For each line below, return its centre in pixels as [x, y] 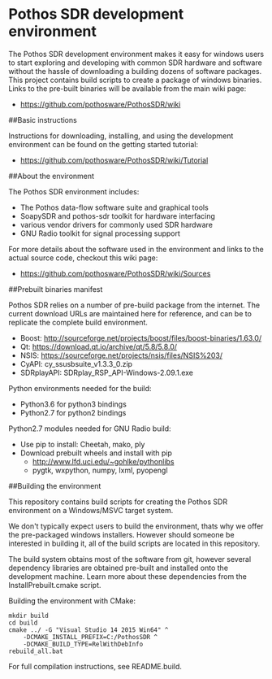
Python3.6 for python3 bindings [73, 404]
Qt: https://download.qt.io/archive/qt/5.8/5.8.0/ [98, 346]
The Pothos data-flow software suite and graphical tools [114, 207]
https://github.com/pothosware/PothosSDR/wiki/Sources [115, 273]
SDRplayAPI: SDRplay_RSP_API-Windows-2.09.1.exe [106, 372]
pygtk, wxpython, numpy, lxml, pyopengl [100, 470]
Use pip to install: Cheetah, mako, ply [82, 444]
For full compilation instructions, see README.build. [95, 666]
